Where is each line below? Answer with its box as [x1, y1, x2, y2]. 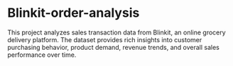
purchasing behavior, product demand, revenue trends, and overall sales [7, 43, 220, 51]
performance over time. [7, 51, 77, 59]
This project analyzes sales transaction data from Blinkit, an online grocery [7, 28, 226, 37]
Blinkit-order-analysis [7, 5, 140, 21]
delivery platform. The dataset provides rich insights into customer [7, 35, 202, 44]
